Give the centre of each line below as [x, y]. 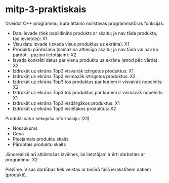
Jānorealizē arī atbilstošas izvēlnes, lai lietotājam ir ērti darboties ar [75, 154]
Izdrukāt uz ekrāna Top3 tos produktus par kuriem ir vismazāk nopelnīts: [88, 92]
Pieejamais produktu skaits [41, 139]
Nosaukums [25, 128]
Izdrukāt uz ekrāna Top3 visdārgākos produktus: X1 [66, 103]
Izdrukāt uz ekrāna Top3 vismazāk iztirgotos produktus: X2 [74, 76]
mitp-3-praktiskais [46, 9]
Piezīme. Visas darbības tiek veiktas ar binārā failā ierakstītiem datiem [78, 169]
